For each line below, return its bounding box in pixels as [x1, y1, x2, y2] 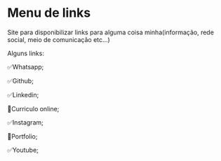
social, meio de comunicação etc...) [7, 35, 110, 43]
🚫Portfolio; [7, 132, 38, 141]
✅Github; [7, 76, 34, 85]
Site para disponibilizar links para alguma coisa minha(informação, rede [7, 28, 214, 36]
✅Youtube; [7, 146, 39, 154]
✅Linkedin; [7, 90, 39, 99]
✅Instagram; [7, 118, 43, 127]
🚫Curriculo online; [7, 104, 60, 113]
